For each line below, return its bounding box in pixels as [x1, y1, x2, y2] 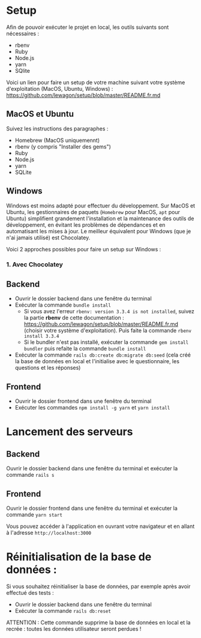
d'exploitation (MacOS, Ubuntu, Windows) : [6, 85, 113, 92]
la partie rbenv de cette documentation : [23, 314, 124, 322]
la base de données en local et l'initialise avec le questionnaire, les [14, 358, 180, 365]
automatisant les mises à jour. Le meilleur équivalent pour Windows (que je [6, 227, 191, 235]
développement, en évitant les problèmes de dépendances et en [6, 221, 166, 229]
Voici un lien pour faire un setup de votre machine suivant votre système [6, 79, 185, 86]
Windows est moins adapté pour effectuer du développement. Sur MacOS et [6, 202, 196, 209]
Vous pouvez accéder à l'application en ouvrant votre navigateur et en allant [6, 523, 195, 530]
